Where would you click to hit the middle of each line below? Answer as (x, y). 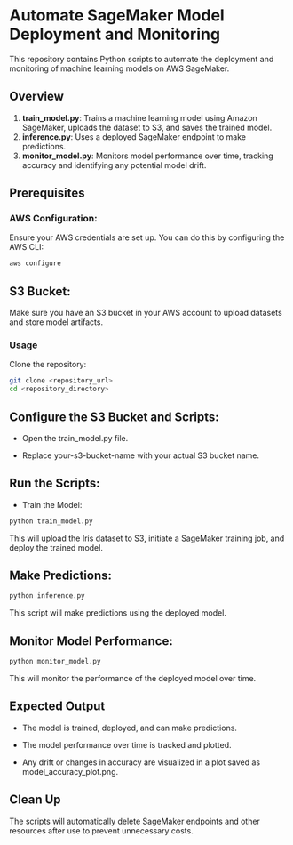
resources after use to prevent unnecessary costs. (101, 830)
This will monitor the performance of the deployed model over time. (133, 679)
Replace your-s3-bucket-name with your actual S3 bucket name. (141, 455)
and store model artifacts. (56, 322)
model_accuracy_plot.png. (70, 771)
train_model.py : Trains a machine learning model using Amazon (139, 117)
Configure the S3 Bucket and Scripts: (114, 417)
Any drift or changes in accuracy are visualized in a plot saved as (141, 762)
